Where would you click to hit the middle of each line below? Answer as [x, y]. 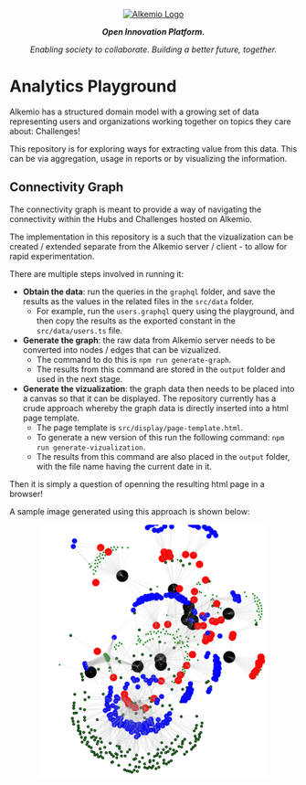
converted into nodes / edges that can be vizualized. [121, 350]
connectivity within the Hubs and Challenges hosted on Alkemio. [131, 218]
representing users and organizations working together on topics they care [150, 121]
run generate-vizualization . [91, 447]
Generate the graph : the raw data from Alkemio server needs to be [149, 340]
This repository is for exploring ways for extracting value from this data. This [153, 149]
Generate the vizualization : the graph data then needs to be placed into [158, 388]
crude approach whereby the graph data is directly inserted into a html [156, 408]
